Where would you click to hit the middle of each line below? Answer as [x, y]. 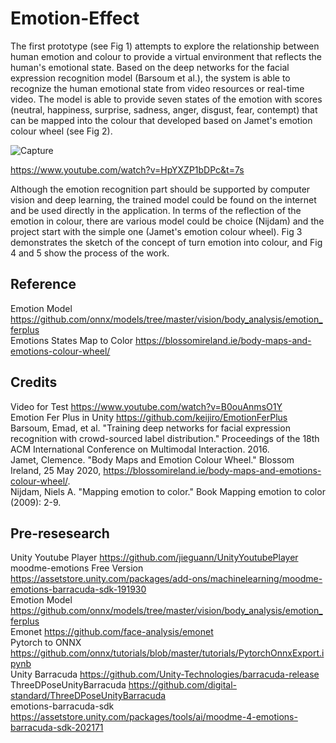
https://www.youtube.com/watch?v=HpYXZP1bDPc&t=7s [127, 169]
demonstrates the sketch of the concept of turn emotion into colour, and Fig [166, 242]
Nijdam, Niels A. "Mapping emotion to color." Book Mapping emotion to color [168, 491]
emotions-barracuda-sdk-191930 [78, 589]
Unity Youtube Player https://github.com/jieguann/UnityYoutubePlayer [154, 558]
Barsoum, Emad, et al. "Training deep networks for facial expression [150, 428]
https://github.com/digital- [182, 685]
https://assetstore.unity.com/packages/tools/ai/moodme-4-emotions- [154, 717]
